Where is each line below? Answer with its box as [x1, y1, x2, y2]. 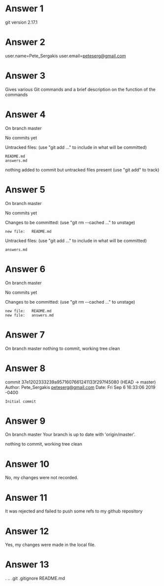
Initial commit [5, 399, 36, 404]
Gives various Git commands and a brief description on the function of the [5, 86, 156, 92]
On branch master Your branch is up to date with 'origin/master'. [5, 432, 135, 438]
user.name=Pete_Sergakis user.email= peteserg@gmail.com [5, 53, 126, 59]
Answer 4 [5, 109, 46, 120]
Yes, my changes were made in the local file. [5, 542, 96, 548]
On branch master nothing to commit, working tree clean [5, 345, 120, 351]
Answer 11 [5, 492, 48, 503]
